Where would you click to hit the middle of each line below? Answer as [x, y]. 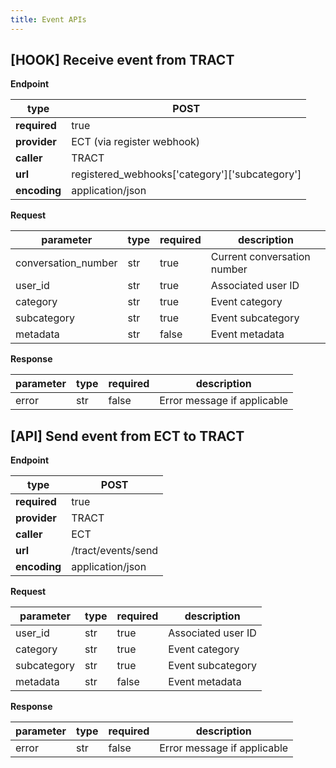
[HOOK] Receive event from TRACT [122, 60]
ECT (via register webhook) [136, 142]
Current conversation [260, 257]
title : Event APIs [48, 19]
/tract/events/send [115, 551]
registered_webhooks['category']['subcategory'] [186, 174]
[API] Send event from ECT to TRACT [127, 436]
